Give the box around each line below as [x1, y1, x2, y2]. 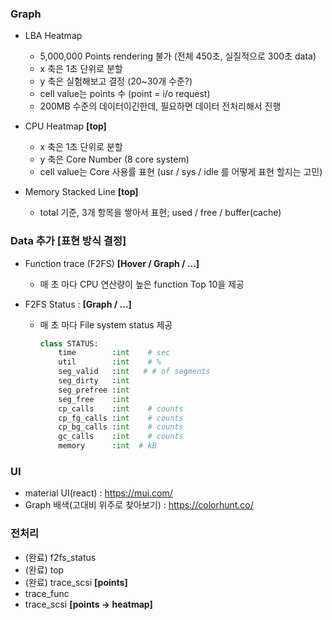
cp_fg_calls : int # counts [58, 413, 184, 423]
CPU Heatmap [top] [24, 120, 107, 132]
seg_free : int [58, 394, 130, 404]
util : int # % [58, 357, 162, 367]
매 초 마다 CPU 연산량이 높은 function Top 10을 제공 [39, 278, 245, 290]
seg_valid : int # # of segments [58, 367, 211, 377]
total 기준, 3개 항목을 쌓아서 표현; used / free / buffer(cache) [39, 207, 282, 219]
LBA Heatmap [24, 30, 83, 42]
